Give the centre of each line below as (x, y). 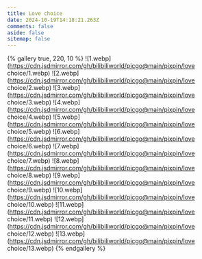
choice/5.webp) (29, 132)
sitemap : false (29, 39)
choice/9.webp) (29, 190)
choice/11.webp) (30, 219)
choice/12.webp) (30, 234)
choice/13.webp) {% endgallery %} (56, 249)
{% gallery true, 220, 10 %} (46, 58)
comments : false (30, 26)
